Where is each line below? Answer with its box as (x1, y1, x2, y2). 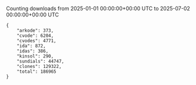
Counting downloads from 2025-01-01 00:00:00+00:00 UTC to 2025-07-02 (6, 5, 190, 12)
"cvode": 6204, (16, 33, 54, 39)
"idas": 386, (16, 48, 49, 54)
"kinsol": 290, (16, 53, 54, 59)
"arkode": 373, (16, 28, 54, 33)
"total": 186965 (16, 69, 57, 74)
